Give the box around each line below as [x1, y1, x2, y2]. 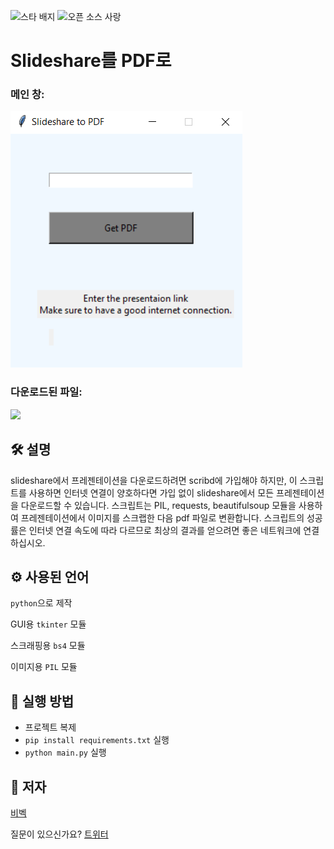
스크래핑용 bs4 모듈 [10, 640, 86, 652]
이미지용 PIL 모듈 [10, 661, 78, 673]
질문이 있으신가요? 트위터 [10, 828, 109, 840]
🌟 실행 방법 [10, 693, 75, 710]
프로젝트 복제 [24, 721, 77, 734]
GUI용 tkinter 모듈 [10, 618, 87, 630]
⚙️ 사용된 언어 [10, 568, 90, 585]
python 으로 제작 [10, 597, 73, 609]
